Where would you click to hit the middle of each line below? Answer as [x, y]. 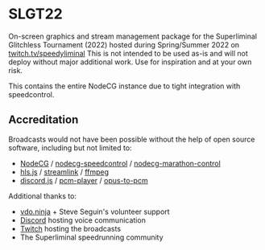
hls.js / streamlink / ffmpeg [64, 172]
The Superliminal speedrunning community [91, 237]
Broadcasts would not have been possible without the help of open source [132, 139]
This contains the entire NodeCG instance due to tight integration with [124, 86]
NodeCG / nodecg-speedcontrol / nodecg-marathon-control [120, 163]
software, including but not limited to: [70, 148]
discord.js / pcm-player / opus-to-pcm [84, 180]
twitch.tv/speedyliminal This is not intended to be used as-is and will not [128, 53]
